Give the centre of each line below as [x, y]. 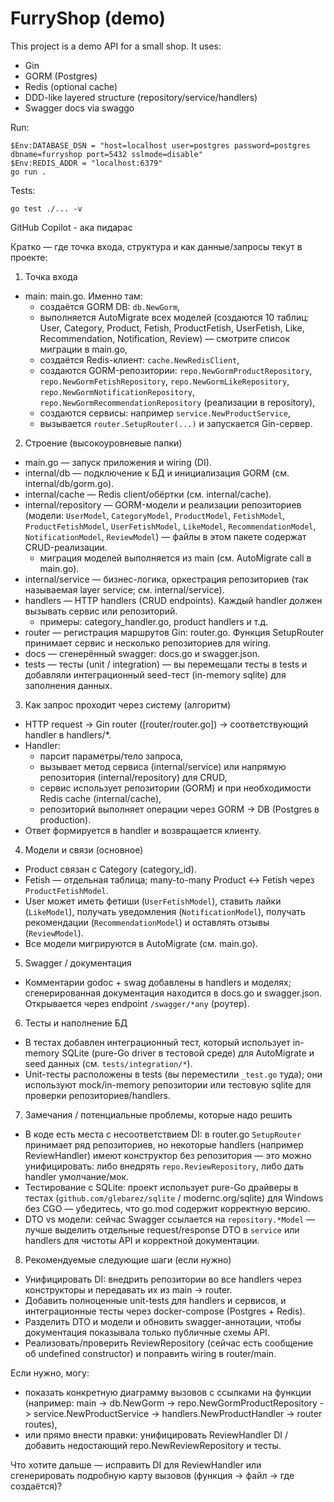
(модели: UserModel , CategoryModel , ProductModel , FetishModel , [155, 515]
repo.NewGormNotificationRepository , [117, 391]
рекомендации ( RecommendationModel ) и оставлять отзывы [147, 922]
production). [65, 819]
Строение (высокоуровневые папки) [103, 443]
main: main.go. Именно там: [83, 296]
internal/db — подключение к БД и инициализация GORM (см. [157, 473]
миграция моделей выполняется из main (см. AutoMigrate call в [175, 558]
